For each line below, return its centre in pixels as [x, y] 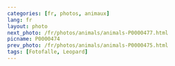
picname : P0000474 [34, 39]
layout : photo [28, 26]
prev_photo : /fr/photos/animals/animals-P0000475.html [88, 45]
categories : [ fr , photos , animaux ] [58, 13]
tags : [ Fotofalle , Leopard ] [48, 52]
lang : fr [20, 20]
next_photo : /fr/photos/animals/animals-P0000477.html [88, 33]
